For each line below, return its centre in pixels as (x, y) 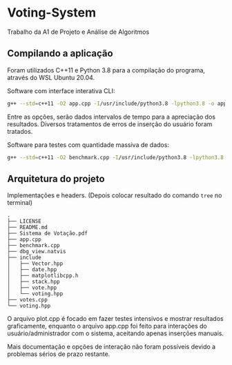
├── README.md (28, 228)
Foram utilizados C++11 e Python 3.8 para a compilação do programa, (106, 70)
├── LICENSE (24, 221)
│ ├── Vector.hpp (35, 264)
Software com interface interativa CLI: (61, 90)
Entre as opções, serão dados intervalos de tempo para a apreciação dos (112, 117)
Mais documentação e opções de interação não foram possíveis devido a (112, 347)
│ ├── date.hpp (32, 270)
